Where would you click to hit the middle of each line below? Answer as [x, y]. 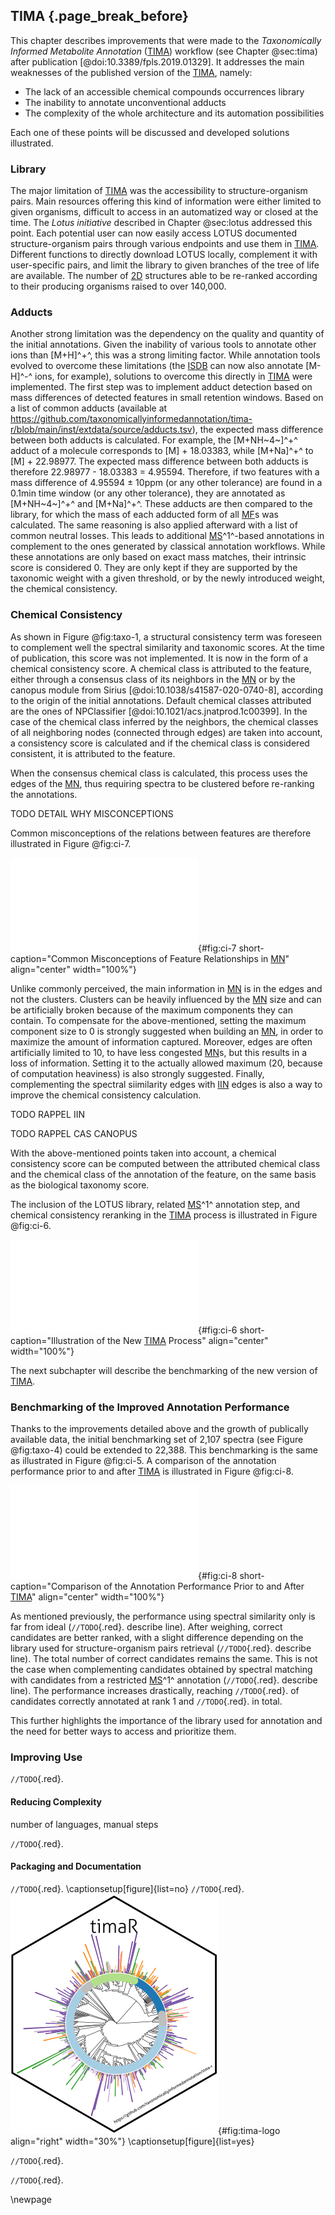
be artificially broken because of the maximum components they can [152, 1010]
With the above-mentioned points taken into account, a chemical [143, 1153]
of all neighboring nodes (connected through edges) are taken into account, [166, 732]
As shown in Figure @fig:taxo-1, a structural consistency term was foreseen [166, 636]
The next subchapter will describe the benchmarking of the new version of [164, 1370]
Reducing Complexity [56, 1801]
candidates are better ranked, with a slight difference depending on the [157, 1637]
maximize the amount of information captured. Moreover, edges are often [161, 1041]
